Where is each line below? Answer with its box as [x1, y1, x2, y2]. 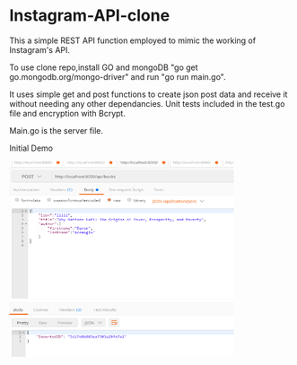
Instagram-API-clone [9, 5, 170, 26]
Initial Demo [9, 143, 54, 153]
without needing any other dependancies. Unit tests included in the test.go [9, 98, 285, 109]
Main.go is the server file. [9, 125, 103, 135]
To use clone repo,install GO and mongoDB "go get [9, 62, 199, 73]
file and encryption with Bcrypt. [9, 108, 126, 118]
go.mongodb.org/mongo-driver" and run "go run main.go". [9, 71, 226, 82]
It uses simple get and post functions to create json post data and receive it [9, 89, 288, 100]
